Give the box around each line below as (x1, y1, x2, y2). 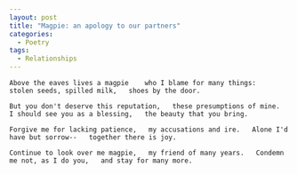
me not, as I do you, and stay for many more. (9, 156, 193, 165)
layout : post (9, 12, 58, 22)
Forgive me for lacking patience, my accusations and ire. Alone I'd (9, 125, 289, 134)
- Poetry (17, 37, 50, 47)
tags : (9, 46, 29, 55)
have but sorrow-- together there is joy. (9, 133, 177, 142)
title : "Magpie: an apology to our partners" (9, 21, 181, 30)
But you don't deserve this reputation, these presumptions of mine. (9, 102, 280, 111)
